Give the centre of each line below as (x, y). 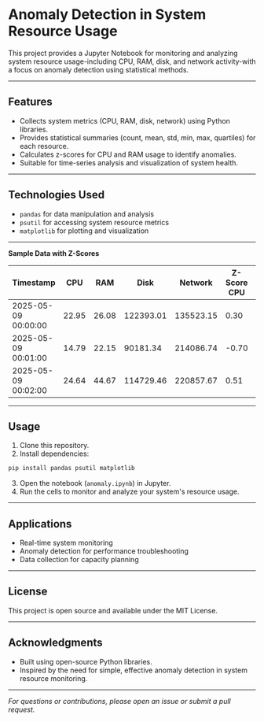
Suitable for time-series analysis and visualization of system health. (128, 162)
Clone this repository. (54, 446)
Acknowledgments (56, 643)
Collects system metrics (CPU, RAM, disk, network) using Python (125, 120)
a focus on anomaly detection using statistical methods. (99, 69)
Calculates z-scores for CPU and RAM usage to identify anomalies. (128, 154)
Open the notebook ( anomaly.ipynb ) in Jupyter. (95, 483)
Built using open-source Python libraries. (86, 661)
